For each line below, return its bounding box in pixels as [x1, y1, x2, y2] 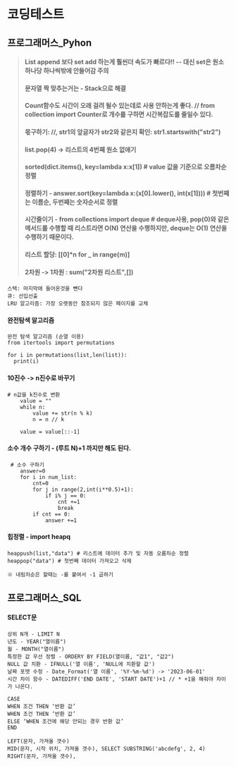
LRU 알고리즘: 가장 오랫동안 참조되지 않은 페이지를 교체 [7, 300, 149, 308]
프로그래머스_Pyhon [7, 37, 92, 49]
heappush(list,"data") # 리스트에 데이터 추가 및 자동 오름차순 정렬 [7, 549, 189, 557]
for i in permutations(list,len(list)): [7, 352, 128, 359]
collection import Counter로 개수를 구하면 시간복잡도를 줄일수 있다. [24, 110, 213, 118]
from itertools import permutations [7, 339, 115, 346]
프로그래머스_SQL [7, 592, 82, 604]
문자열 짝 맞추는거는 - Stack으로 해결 [24, 84, 127, 92]
